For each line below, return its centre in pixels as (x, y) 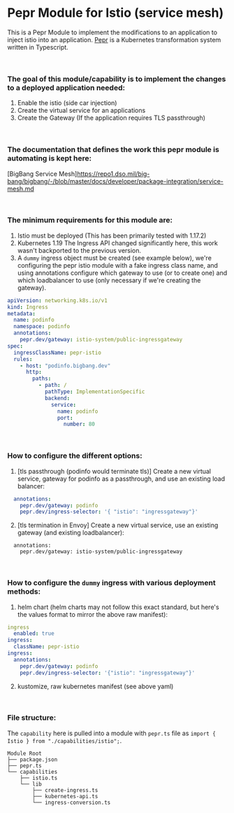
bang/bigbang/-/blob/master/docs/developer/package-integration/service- (115, 181)
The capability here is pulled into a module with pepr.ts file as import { (112, 733)
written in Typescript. (38, 47)
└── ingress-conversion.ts (72, 802)
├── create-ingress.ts (65, 790)
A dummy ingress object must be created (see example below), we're (114, 258)
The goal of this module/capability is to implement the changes (117, 78)
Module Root (24, 753)
